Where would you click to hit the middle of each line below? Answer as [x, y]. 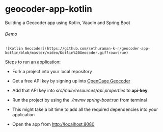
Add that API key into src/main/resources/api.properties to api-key [80, 91]
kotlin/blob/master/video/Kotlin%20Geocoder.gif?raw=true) [67, 53]
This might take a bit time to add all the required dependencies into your [85, 109]
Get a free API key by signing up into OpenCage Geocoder [71, 81]
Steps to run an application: [33, 62]
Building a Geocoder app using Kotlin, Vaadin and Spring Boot [68, 23]
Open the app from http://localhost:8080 [53, 124]
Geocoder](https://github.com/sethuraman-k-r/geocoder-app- [88, 49]
